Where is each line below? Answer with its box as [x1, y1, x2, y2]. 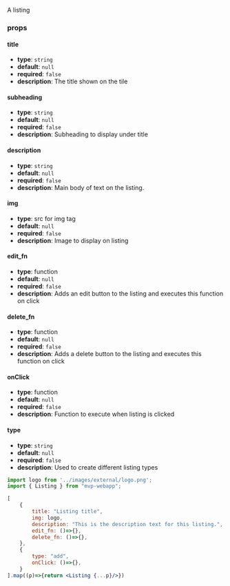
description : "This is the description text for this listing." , [32, 521, 224, 527]
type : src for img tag [17, 214, 76, 222]
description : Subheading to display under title [17, 130, 148, 138]
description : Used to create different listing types [17, 463, 158, 471]
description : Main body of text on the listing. [17, 183, 145, 191]
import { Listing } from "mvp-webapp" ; [7, 483, 122, 490]
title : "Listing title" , [32, 508, 103, 515]
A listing [7, 6, 30, 14]
